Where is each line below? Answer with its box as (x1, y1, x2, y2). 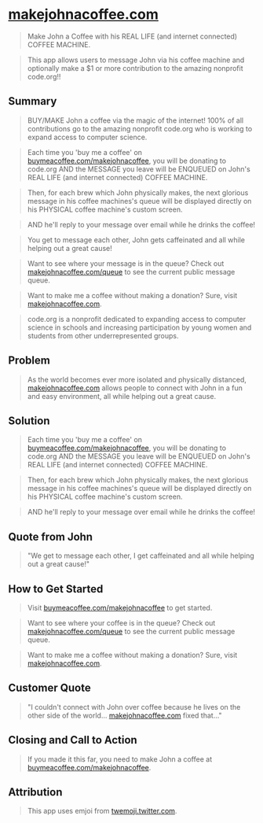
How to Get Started (8, 582, 104, 596)
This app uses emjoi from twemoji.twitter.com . (27, 806, 177, 816)
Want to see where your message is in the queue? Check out (27, 258, 225, 268)
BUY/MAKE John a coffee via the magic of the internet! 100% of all (27, 116, 244, 125)
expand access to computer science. (27, 132, 148, 142)
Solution (8, 414, 50, 427)
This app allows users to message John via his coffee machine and (27, 55, 245, 65)
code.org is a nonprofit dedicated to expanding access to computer (27, 314, 247, 323)
